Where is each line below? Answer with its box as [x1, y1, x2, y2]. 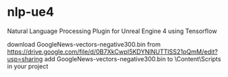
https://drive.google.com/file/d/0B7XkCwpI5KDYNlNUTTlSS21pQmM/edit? [7, 47, 218, 56]
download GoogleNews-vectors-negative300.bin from [7, 40, 161, 48]
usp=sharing [7, 54, 43, 63]
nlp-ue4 [7, 4, 54, 20]
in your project [7, 62, 49, 70]
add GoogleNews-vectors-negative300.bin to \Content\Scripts [44, 54, 221, 63]
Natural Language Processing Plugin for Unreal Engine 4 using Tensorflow [7, 27, 218, 35]
